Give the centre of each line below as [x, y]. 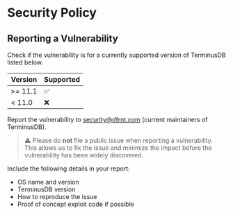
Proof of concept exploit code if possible [75, 204]
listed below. [25, 62]
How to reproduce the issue [57, 197]
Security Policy [52, 13]
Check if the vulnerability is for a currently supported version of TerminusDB [116, 55]
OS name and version [48, 182]
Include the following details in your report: [69, 169]
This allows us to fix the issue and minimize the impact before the [118, 148]
